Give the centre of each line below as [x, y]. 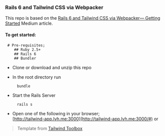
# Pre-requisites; [26, 45]
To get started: [21, 35]
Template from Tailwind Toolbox [50, 128]
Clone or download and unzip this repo [52, 67]
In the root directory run [37, 77]
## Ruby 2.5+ [27, 49]
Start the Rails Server [34, 95]
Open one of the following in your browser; [56, 113]
